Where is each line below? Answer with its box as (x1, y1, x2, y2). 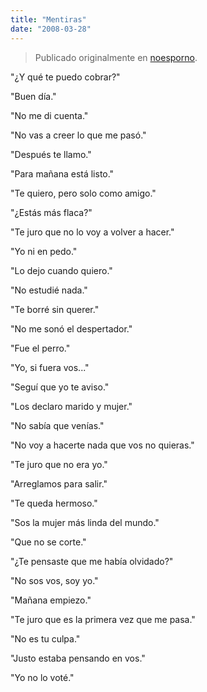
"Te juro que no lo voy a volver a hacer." (10, 226, 175, 238)
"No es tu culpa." (10, 632, 81, 645)
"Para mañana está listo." (10, 167, 115, 180)
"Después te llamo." (10, 148, 92, 160)
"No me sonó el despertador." (10, 322, 133, 335)
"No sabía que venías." (10, 419, 105, 431)
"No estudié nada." (10, 284, 88, 296)
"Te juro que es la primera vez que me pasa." (10, 613, 196, 625)
